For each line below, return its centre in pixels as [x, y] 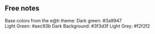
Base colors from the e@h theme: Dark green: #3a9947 [63, 20]
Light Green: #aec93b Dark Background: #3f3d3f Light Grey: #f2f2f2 [77, 26]
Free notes [22, 8]
